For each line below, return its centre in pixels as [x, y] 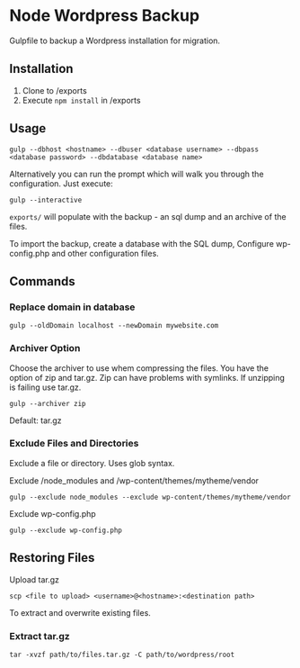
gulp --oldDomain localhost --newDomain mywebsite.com [114, 326]
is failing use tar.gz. [45, 387]
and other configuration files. [105, 253]
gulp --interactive [46, 200]
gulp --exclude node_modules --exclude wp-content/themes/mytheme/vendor [150, 497]
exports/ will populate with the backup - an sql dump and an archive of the [148, 216]
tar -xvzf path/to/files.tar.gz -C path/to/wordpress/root [122, 654]
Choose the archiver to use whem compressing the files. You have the [139, 368]
